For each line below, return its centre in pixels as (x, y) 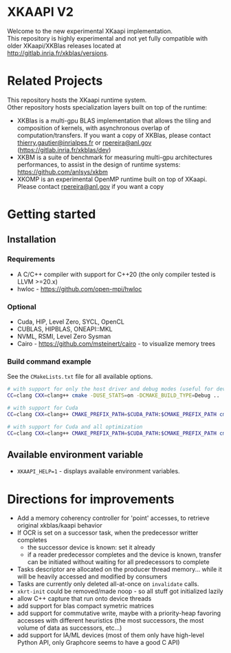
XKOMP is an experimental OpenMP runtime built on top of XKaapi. (112, 179)
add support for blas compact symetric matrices (86, 606)
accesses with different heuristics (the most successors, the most (110, 621)
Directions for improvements (91, 499)
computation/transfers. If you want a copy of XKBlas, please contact (114, 135)
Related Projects (55, 81)
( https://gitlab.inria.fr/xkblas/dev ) (64, 149)
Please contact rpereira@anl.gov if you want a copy (90, 186)
